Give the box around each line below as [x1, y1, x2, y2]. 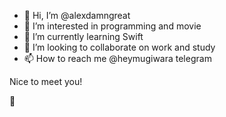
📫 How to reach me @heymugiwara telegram [23, 53, 212, 64]
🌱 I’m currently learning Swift [23, 31, 144, 42]
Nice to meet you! [9, 76, 83, 87]
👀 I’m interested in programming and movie [23, 20, 202, 32]
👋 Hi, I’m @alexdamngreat [23, 10, 131, 21]
